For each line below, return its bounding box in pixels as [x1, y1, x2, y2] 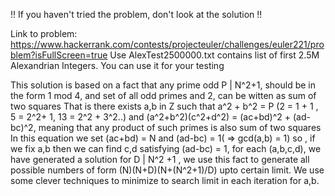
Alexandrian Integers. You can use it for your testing [10, 60, 225, 71]
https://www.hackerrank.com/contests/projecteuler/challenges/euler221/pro [10, 39, 325, 50]
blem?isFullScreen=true [10, 49, 108, 61]
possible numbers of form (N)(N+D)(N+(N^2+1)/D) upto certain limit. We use [10, 164, 325, 176]
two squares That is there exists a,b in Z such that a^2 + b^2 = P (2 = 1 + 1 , [10, 100, 319, 112]
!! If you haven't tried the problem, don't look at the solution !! [10, 9, 263, 20]
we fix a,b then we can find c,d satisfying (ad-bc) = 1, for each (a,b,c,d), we [10, 143, 322, 154]
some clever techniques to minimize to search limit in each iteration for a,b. [10, 175, 320, 186]
